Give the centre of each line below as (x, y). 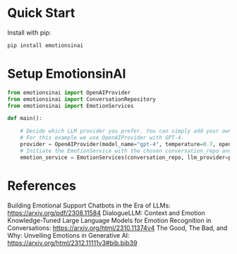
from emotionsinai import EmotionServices (71, 106)
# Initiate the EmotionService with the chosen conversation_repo (120, 151)
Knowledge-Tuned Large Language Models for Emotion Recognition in (109, 220)
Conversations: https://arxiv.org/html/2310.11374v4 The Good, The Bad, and (117, 228)
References (42, 186)
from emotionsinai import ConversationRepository (82, 99)
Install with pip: (29, 32)
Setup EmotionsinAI (67, 74)
